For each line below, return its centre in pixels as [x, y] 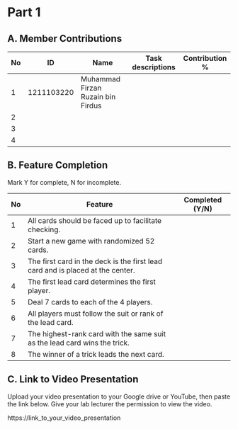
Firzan [91, 88]
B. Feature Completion [58, 165]
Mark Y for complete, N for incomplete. [64, 182]
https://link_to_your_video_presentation [64, 418]
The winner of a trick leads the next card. [96, 354]
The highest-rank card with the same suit [97, 333]
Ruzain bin [98, 97]
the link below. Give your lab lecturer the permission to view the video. [110, 404]
